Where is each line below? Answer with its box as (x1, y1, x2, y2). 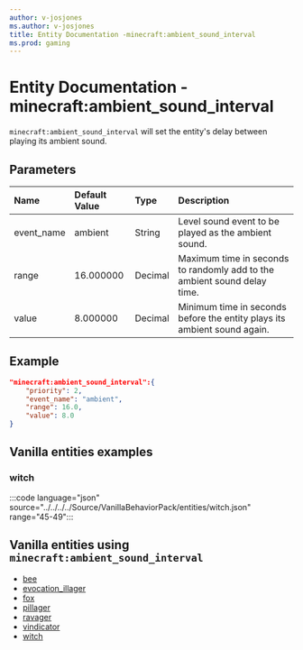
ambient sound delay (178, 275, 268, 287)
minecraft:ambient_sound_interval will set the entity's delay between (9, 126, 268, 137)
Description (178, 195, 230, 206)
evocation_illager (22, 582, 87, 593)
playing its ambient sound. (9, 136, 107, 147)
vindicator (22, 621, 60, 632)
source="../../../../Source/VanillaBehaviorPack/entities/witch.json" (9, 501, 252, 512)
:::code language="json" (9, 492, 100, 503)
